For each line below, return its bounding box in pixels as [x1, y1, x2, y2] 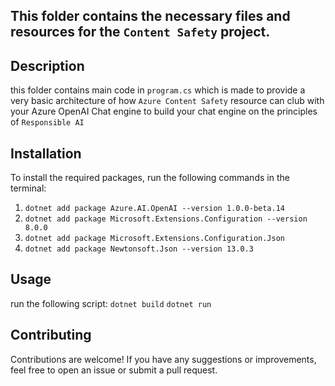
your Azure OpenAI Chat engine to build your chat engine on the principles [10, 105, 318, 118]
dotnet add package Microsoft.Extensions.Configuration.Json [24, 234, 286, 244]
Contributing [10, 327, 92, 344]
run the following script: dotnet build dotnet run [10, 297, 212, 309]
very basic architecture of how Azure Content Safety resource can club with [10, 95, 325, 107]
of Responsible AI [10, 116, 85, 128]
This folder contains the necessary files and [10, 8, 291, 25]
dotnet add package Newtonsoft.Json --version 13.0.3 [24, 244, 254, 254]
